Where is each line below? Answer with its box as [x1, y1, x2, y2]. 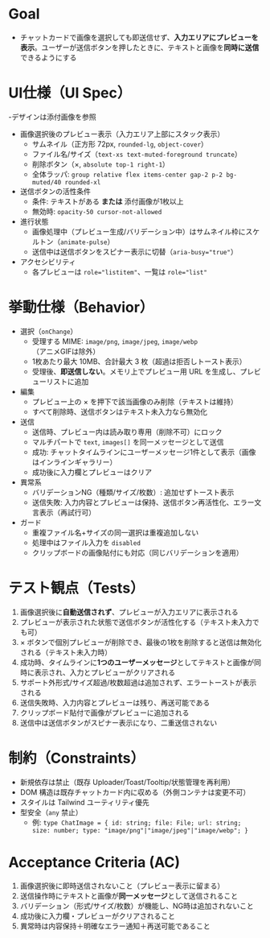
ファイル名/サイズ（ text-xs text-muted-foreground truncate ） [31, 149, 243, 159]
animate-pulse [59, 238, 108, 246]
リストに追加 [46, 376, 89, 386]
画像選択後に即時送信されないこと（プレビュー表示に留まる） [19, 881, 225, 890]
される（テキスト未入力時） [19, 647, 112, 657]
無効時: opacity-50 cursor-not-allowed [31, 206, 162, 216]
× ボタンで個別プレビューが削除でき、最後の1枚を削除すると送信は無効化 [19, 637, 262, 647]
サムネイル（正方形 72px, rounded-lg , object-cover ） [31, 138, 209, 149]
